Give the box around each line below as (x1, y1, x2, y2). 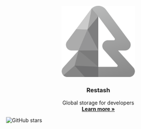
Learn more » (81, 106, 115, 113)
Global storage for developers (62, 99, 135, 106)
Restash (86, 86, 111, 95)
